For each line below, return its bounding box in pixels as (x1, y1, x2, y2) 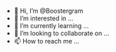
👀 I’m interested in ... (13, 14, 74, 22)
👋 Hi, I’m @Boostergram (13, 7, 84, 15)
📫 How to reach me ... (13, 37, 79, 45)
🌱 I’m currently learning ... (13, 22, 89, 30)
